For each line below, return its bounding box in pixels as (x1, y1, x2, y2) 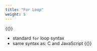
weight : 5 (5, 12, 26, 17)
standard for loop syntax (12, 35, 64, 41)
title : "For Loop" (5, 7, 44, 12)
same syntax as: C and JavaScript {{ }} (12, 40, 92, 46)
